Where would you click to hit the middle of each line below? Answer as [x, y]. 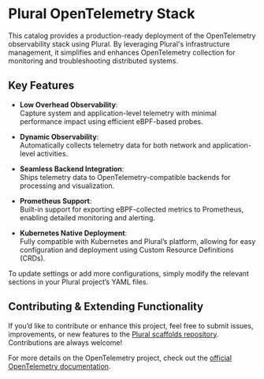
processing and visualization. [67, 186]
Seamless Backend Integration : [72, 169]
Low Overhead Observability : [69, 104]
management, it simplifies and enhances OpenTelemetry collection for [122, 52]
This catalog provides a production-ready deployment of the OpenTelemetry [132, 36]
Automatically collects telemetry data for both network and [115, 145]
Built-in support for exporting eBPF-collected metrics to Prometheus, [132, 209]
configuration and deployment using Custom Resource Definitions [126, 250]
